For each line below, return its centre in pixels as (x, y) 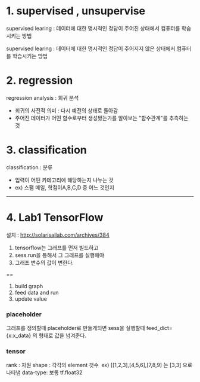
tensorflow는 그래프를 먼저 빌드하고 (57, 247)
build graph (29, 286)
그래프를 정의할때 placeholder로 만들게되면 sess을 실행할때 (76, 328)
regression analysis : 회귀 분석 (43, 97)
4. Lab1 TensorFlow (55, 218)
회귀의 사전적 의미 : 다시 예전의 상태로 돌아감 (66, 110)
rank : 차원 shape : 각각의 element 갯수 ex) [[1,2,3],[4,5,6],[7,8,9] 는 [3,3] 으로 (99, 365)
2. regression (40, 80)
